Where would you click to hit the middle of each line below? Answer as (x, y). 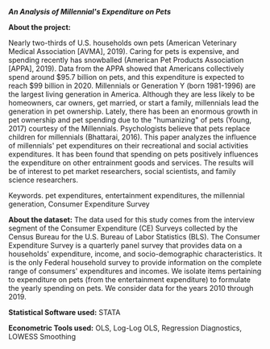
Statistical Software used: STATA (64, 312)
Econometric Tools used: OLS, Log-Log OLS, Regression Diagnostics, (125, 328)
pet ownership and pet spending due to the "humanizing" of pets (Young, (130, 120)
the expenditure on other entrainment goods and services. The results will (131, 163)
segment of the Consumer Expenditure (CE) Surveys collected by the (123, 228)
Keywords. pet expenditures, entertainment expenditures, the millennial (127, 195)
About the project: (39, 27)
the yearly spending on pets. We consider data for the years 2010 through (131, 288)
